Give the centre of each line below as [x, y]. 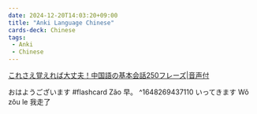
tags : [17, 37]
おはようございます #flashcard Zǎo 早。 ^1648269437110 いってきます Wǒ [129, 92]
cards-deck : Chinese [42, 30]
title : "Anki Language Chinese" [61, 23]
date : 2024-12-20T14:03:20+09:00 [63, 15]
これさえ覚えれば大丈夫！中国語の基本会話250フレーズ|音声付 [109, 75]
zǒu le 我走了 [30, 102]
